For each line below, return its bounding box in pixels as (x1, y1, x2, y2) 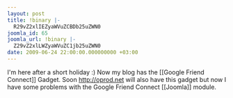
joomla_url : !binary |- (7, 36, 77, 43)
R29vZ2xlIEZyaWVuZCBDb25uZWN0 (13, 23, 101, 30)
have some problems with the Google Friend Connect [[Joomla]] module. (7, 83, 217, 91)
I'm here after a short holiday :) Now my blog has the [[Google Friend (7, 67, 204, 76)
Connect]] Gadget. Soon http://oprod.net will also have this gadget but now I (7, 75, 227, 83)
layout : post (7, 10, 45, 17)
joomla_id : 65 (7, 29, 49, 37)
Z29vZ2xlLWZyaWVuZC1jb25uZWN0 (13, 42, 101, 49)
